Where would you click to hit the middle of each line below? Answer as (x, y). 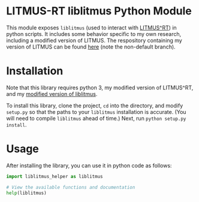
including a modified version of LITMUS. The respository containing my (94, 40)
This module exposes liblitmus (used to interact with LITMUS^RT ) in (91, 28)
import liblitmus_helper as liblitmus (55, 176)
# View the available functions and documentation (71, 187)
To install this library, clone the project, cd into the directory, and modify (95, 105)
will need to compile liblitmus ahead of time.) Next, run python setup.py (96, 118)
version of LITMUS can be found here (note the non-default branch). (91, 47)
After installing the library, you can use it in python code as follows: (89, 165)
